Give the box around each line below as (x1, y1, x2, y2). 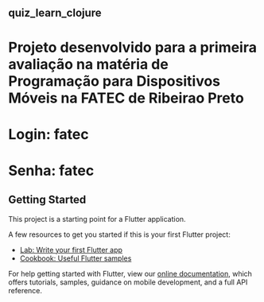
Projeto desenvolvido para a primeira (8, 38, 257, 56)
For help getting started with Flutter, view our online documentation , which (8, 269, 253, 278)
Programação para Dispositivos (8, 72, 221, 90)
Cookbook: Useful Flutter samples (19, 254, 132, 263)
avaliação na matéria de (8, 55, 169, 73)
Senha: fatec (8, 161, 95, 180)
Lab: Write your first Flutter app (19, 245, 123, 254)
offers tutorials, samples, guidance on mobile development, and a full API (8, 277, 248, 287)
